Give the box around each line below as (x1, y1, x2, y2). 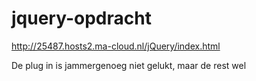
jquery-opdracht (11, 7, 152, 30)
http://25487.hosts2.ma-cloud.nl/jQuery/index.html (11, 40, 221, 52)
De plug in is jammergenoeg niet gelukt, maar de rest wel (11, 59, 247, 71)
